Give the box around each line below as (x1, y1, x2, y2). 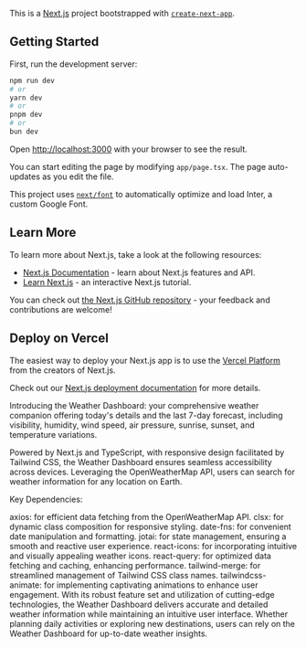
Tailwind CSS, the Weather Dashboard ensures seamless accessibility (9, 456, 272, 467)
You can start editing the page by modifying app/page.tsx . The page (9, 161, 267, 172)
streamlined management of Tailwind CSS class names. (9, 569, 219, 580)
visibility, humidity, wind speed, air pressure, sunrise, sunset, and (9, 420, 256, 430)
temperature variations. (9, 429, 98, 440)
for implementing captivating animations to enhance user (44, 579, 259, 590)
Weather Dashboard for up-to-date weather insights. (9, 628, 208, 639)
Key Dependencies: (9, 494, 83, 505)
